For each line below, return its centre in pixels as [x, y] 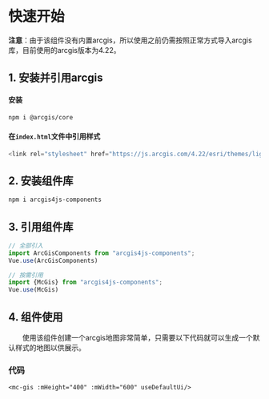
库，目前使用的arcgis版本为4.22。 [64, 50]
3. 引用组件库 [41, 226]
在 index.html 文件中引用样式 [54, 136]
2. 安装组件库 [41, 181]
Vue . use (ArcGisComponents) [53, 260]
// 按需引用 [26, 275]
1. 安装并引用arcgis [56, 78]
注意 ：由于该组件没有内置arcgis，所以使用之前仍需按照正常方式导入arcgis [130, 40]
